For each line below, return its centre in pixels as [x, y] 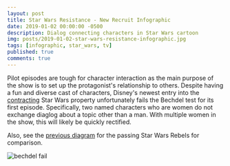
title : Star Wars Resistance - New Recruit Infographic [89, 20]
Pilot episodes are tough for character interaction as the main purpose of [111, 78]
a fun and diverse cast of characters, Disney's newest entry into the [103, 92]
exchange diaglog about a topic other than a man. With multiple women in [112, 114]
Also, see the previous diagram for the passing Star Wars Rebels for [103, 135]
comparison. [25, 143]
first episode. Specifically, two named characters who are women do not [110, 107]
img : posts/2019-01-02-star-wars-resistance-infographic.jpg [97, 39]
